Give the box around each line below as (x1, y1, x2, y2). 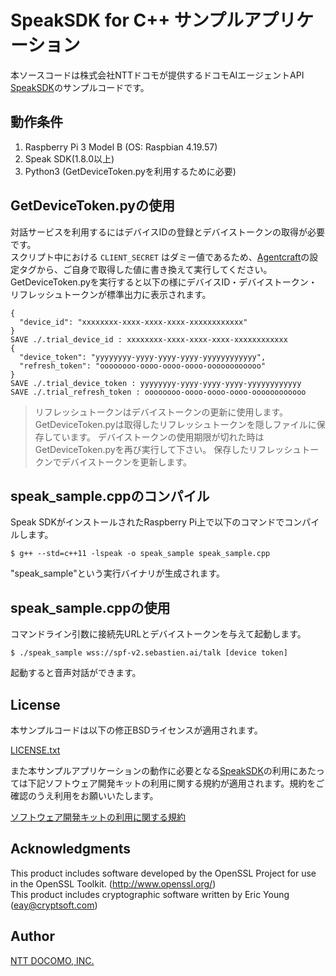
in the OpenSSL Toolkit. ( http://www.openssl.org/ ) (10, 877, 217, 890)
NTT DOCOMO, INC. (10, 954, 95, 966)
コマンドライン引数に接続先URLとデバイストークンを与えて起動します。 (10, 628, 307, 640)
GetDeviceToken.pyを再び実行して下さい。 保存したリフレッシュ (34, 443, 302, 455)
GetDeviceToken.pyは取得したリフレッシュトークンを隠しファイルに (34, 418, 317, 430)
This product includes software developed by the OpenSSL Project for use (10, 867, 317, 879)
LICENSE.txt (10, 744, 61, 756)
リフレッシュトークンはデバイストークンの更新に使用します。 (34, 406, 288, 418)
